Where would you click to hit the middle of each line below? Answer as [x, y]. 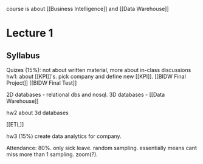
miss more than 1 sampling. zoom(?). [52, 154]
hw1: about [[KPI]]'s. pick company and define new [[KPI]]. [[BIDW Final [96, 76]
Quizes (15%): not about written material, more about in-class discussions [99, 70]
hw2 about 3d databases [37, 113]
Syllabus [23, 55]
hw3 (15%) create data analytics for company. [64, 136]
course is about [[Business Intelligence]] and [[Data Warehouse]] [88, 9]
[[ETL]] [15, 124]
